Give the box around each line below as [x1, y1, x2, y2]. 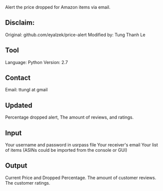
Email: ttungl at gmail [5, 87, 48, 93]
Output [5, 161, 27, 170]
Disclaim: [5, 18, 35, 27]
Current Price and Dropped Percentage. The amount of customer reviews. [5, 175, 157, 181]
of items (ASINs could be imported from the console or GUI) [5, 147, 127, 153]
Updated [5, 101, 33, 110]
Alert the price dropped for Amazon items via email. [5, 4, 110, 10]
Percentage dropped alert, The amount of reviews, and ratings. [5, 114, 134, 121]
